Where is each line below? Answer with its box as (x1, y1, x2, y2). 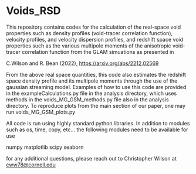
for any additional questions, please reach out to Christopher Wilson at (6, 155, 177, 162)
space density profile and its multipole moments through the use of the (6, 77, 178, 84)
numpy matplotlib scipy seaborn (6, 144, 84, 151)
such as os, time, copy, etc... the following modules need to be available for (6, 126, 188, 133)
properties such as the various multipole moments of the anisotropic (6, 42, 171, 49)
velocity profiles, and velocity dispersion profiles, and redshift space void (6, 36, 184, 43)
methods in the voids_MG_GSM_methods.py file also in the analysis (6, 95, 169, 103)
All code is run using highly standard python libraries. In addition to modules (6, 120, 190, 127)
